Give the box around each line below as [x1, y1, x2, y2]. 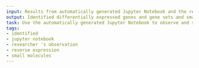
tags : [6, 25, 20, 31]
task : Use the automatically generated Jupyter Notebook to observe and [6, 20, 190, 25]
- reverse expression [6, 47, 60, 53]
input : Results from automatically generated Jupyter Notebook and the [6, 8, 187, 15]
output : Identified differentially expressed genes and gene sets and [6, 14, 184, 20]
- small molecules [6, 53, 52, 59]
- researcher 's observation [6, 42, 78, 48]
